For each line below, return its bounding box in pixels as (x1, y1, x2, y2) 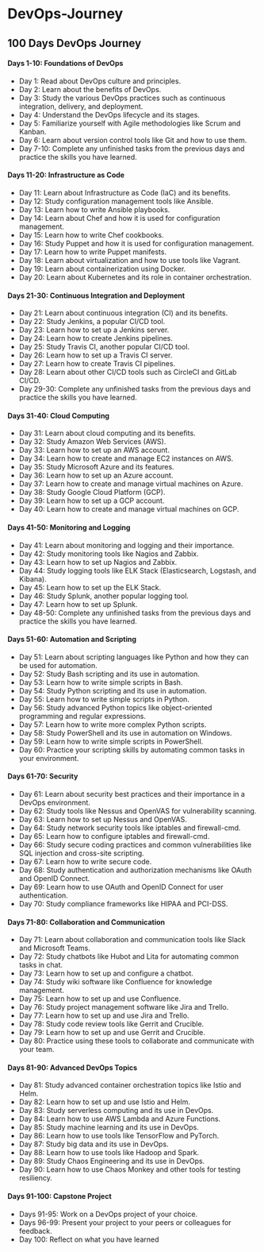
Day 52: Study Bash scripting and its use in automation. (18, 669, 200, 678)
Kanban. (18, 126, 47, 136)
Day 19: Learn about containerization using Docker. (18, 264, 186, 273)
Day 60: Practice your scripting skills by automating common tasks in (18, 744, 245, 755)
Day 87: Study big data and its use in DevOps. (18, 1139, 169, 1149)
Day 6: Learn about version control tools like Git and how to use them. (18, 135, 247, 145)
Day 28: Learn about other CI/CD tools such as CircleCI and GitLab (18, 367, 237, 377)
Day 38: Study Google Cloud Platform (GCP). (18, 488, 166, 497)
